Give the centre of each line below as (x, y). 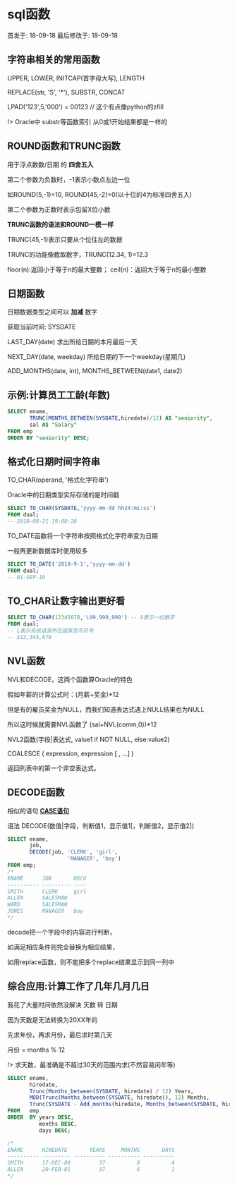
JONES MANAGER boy (45, 911)
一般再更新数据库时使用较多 (48, 551)
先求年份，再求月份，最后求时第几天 (60, 1035)
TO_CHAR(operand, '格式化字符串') (58, 480)
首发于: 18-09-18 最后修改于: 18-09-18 (63, 35)
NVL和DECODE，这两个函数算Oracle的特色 (70, 679)
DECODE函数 (36, 792)
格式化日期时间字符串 (54, 462)
